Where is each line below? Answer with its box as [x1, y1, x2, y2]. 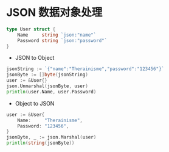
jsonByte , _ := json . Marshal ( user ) [6, 134, 97, 140]
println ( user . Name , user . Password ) [6, 89, 97, 95]
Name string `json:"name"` [17, 32, 97, 38]
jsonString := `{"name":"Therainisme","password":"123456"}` [6, 66, 165, 72]
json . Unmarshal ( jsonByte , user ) [6, 83, 88, 89]
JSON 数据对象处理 [6, 5, 103, 20]
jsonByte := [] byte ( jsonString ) [6, 71, 88, 78]
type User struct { [6, 26, 56, 32]
